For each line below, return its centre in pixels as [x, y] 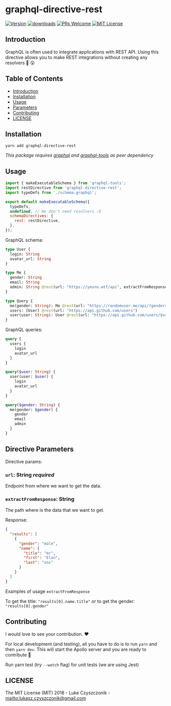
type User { [18, 249]
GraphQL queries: [24, 330]
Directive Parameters [39, 449]
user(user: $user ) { [32, 377]
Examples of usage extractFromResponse [48, 591]
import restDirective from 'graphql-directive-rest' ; [64, 188]
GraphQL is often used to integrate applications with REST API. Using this [82, 52]
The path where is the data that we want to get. [55, 510]
